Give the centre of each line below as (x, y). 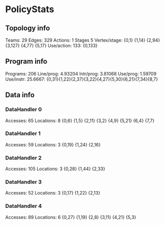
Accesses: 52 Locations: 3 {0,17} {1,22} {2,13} (53, 193)
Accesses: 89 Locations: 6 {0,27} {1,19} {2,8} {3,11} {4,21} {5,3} (71, 217)
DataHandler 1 (23, 134)
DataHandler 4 (24, 206)
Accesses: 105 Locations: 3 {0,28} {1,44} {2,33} (55, 169)
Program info (26, 62)
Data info (20, 95)
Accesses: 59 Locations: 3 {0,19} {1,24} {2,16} (53, 144)
